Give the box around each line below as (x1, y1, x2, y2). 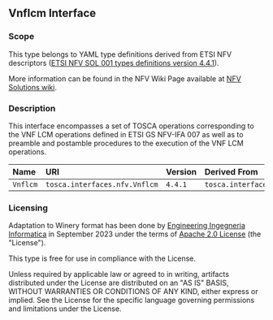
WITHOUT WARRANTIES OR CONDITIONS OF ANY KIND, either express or (8, 287, 258, 296)
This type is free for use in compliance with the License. (8, 253, 197, 263)
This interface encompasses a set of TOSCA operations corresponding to (8, 121, 254, 131)
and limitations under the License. (8, 304, 122, 314)
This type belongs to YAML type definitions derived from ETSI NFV (8, 49, 232, 59)
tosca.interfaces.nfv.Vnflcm (45, 179, 158, 189)
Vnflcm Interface (8, 6, 97, 20)
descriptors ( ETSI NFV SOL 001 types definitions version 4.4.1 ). (8, 58, 219, 67)
